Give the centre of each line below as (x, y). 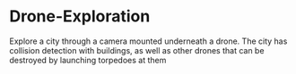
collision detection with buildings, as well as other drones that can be (137, 50)
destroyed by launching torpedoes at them (88, 60)
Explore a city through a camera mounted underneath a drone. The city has (148, 41)
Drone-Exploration (80, 16)
